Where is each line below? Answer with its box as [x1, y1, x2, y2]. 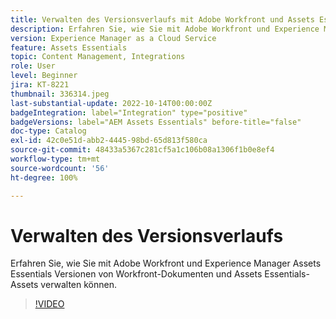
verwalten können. [40, 279, 118, 291]
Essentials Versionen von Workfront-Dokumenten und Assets [10, 268, 263, 280]
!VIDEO [34, 298, 65, 310]
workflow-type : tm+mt [10, 154, 101, 164]
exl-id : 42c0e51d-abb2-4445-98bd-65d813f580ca [10, 136, 208, 146]
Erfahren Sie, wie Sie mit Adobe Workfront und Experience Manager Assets [10, 257, 322, 270]
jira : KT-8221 [10, 80, 70, 90]
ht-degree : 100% [10, 172, 78, 183]
